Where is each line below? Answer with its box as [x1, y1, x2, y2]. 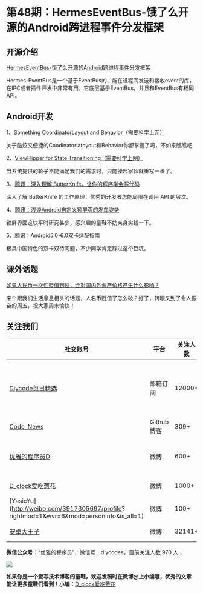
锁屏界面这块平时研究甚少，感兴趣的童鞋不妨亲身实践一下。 [6, 219, 155, 226]
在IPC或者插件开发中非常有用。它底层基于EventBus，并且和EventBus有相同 [6, 84, 195, 92]
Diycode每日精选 [9, 384, 57, 393]
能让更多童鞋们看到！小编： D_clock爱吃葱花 [6, 580, 116, 588]
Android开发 [6, 112, 53, 122]
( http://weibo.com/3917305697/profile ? [9, 504, 125, 513]
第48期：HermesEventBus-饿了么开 [6, 5, 189, 19]
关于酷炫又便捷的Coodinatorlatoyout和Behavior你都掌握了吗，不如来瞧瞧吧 [6, 141, 193, 149]
